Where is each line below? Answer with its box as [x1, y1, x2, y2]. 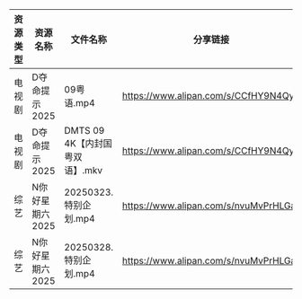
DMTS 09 [64, 125, 105, 136]
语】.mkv [64, 164, 103, 176]
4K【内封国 [64, 137, 112, 149]
